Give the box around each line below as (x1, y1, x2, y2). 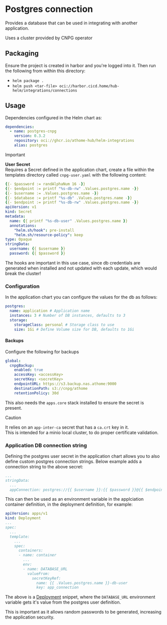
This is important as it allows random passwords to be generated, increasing (5, 609, 162, 615)
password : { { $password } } (9, 251, 66, 256)
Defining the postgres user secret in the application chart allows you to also (5, 453, 160, 459)
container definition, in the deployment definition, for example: (5, 501, 133, 508)
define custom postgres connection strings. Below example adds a (5, 458, 142, 464)
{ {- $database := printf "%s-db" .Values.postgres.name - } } (5, 195, 133, 200)
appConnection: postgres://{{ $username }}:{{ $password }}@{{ (9, 487, 143, 492)
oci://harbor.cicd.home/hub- (59, 84, 120, 89)
